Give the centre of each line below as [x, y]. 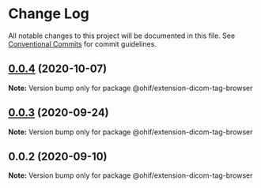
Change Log [49, 14]
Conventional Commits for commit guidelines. [82, 43]
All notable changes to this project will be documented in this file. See [122, 36]
